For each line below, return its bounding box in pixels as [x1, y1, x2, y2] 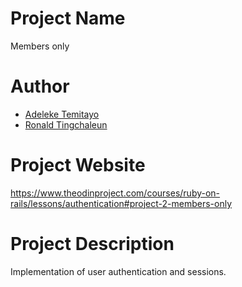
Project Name [10, 7, 126, 30]
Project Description [10, 233, 175, 255]
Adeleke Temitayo [24, 108, 100, 120]
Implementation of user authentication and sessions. [10, 265, 227, 277]
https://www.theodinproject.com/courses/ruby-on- [10, 187, 221, 199]
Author [10, 75, 70, 98]
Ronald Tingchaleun [24, 118, 108, 131]
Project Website [10, 154, 146, 177]
